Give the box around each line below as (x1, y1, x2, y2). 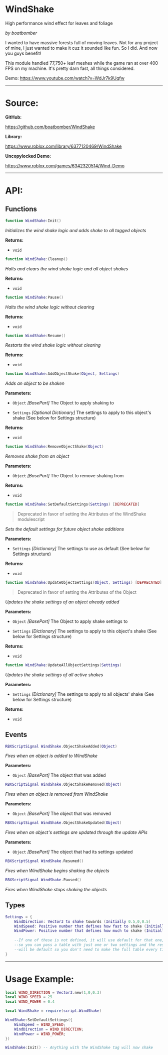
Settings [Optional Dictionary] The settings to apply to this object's (12, 409, 151, 415)
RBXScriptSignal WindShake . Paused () (5, 878, 81, 883)
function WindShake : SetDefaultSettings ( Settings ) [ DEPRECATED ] (5, 502, 140, 507)
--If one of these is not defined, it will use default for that (14, 938, 153, 943)
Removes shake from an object (5, 453, 69, 459)
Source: (5, 97, 39, 109)
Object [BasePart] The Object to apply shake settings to (12, 618, 128, 624)
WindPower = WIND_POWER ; (14, 1031, 66, 1036)
